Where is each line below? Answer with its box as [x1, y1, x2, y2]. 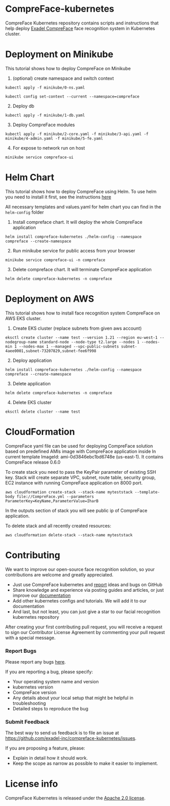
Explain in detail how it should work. [12, 755, 88, 761]
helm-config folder [5, 209, 44, 215]
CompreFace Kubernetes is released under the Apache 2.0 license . [5, 795, 146, 801]
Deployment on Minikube [5, 49, 114, 60]
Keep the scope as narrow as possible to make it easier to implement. [12, 760, 158, 766]
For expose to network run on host [12, 145, 85, 151]
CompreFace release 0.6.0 [5, 459, 61, 465]
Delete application [12, 380, 51, 387]
